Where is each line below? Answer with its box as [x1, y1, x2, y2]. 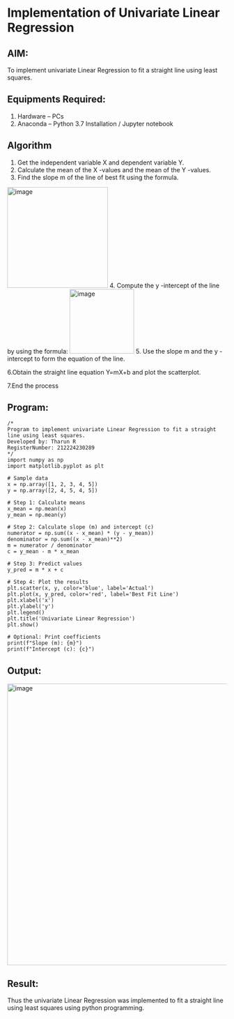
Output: [7, 665, 42, 677]
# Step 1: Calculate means [7, 499, 86, 506]
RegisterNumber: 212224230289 [7, 444, 95, 451]
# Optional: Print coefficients [7, 633, 101, 641]
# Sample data [7, 475, 49, 482]
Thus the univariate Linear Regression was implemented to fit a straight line [7, 996, 224, 1005]
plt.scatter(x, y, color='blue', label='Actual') [7, 584, 155, 592]
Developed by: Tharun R [7, 438, 77, 446]
